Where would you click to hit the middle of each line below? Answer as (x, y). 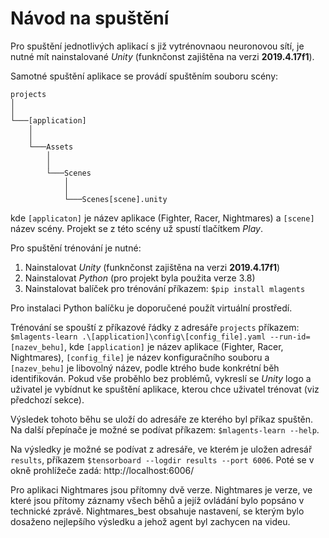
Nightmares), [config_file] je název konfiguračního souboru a (140, 357)
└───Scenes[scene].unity (115, 199)
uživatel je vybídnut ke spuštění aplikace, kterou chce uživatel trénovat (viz (165, 389)
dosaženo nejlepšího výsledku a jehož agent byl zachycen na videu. (150, 521)
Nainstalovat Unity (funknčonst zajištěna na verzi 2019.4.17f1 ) (152, 267)
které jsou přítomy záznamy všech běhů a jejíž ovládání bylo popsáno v (157, 500)
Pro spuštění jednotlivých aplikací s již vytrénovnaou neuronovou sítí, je (157, 46)
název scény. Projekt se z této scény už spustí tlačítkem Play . (136, 228)
